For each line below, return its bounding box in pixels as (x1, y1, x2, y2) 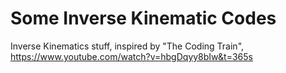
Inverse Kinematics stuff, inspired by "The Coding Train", (10, 40, 245, 52)
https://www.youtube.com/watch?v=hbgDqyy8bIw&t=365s (10, 50, 253, 62)
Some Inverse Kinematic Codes (10, 7, 277, 30)
